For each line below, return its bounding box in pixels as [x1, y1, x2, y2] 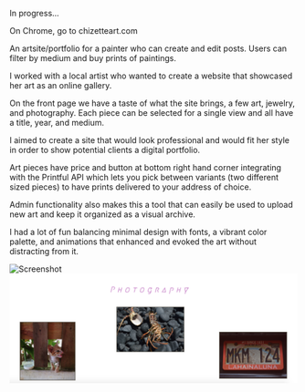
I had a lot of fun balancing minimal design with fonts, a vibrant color [9, 227, 268, 237]
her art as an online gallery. [9, 80, 112, 90]
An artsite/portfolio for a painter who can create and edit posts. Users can [9, 43, 288, 54]
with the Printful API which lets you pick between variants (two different [9, 172, 279, 182]
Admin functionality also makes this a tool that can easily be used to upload [9, 200, 294, 210]
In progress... [9, 8, 59, 18]
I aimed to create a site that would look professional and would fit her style [9, 135, 290, 145]
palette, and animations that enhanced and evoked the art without [9, 236, 258, 247]
